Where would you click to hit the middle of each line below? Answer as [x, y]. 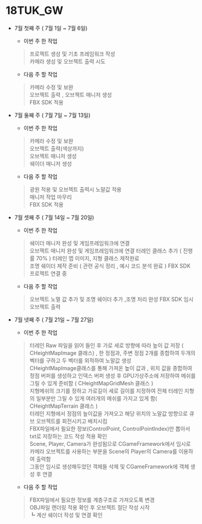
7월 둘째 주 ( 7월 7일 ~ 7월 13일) [52, 115]
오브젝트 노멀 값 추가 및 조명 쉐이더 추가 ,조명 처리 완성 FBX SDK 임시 [112, 299]
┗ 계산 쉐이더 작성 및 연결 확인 [66, 515]
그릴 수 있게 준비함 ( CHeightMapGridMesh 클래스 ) [91, 383]
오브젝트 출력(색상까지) [57, 148]
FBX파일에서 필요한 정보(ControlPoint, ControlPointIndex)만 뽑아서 [110, 428]
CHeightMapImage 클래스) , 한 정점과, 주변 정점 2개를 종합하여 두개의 [112, 353]
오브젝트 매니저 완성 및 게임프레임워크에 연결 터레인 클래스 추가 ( [106, 250]
